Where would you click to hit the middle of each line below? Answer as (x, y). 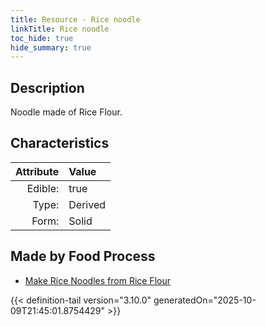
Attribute (37, 171)
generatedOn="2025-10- (205, 300)
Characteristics (60, 143)
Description (47, 87)
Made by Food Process (83, 256)
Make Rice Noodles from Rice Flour (97, 280)
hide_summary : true (51, 47)
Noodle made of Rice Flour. (66, 112)
